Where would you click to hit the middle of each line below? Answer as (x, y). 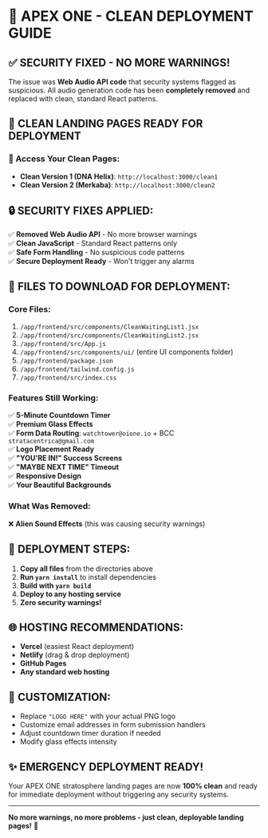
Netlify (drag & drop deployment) (75, 655)
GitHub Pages (43, 663)
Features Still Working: (53, 398)
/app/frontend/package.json (66, 361)
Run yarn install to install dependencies (88, 576)
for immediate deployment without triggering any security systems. (118, 795)
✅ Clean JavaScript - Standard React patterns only (93, 243)
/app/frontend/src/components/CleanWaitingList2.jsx (109, 336)
